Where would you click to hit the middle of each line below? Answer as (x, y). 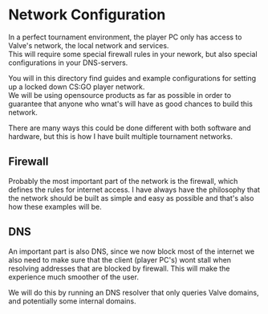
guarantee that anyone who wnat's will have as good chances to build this (130, 104)
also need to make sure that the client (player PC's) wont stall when (120, 259)
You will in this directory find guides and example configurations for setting (132, 78)
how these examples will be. (55, 206)
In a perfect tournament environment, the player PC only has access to (125, 37)
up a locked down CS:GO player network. (77, 87)
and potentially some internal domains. (72, 301)
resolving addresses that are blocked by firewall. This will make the (119, 268)
